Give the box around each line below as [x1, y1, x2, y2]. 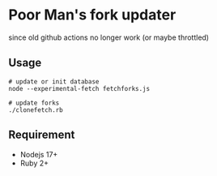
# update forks [8, 99, 60, 107]
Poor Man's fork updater [8, 6, 177, 24]
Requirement [8, 128, 75, 142]
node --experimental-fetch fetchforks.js [8, 84, 151, 92]
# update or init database [8, 77, 100, 86]
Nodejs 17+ [19, 149, 58, 159]
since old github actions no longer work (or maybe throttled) [8, 32, 209, 42]
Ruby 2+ [19, 158, 49, 168]
